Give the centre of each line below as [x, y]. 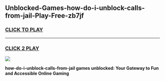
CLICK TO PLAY [24, 30]
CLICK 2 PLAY [22, 48]
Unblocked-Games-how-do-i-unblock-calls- [75, 8]
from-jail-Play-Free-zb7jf [45, 16]
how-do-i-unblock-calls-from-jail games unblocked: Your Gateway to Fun [82, 68]
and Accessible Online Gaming [37, 73]
